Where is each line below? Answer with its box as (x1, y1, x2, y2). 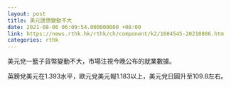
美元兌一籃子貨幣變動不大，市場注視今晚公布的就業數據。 (7, 57, 176, 66)
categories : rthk (7, 37, 59, 44)
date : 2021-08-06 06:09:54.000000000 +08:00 (7, 23, 141, 30)
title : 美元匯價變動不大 (7, 17, 72, 24)
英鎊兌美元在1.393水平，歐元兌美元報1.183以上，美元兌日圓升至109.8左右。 (7, 72, 227, 81)
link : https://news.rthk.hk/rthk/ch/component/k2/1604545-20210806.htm (7, 30, 224, 37)
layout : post (7, 10, 46, 18)
